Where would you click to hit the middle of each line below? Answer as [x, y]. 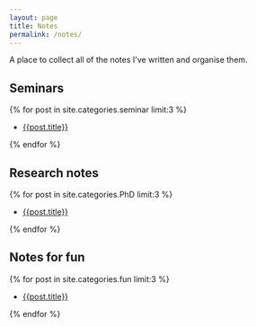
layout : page [34, 18]
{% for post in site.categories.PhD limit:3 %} [91, 194]
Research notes [54, 173]
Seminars [37, 88]
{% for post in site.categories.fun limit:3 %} [89, 278]
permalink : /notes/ [46, 34]
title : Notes [34, 26]
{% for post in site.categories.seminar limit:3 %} [98, 110]
